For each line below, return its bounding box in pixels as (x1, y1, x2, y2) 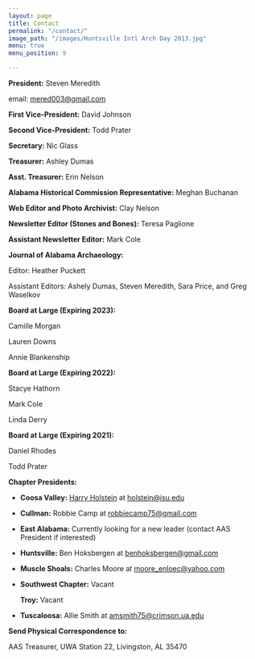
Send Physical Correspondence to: (8, 626, 128, 636)
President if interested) (19, 533, 97, 542)
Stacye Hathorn (8, 383, 60, 393)
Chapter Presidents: (8, 477, 78, 487)
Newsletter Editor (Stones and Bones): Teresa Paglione (8, 219, 195, 228)
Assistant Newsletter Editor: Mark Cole (8, 234, 141, 244)
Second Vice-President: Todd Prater (8, 126, 131, 135)
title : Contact (8, 19, 60, 27)
